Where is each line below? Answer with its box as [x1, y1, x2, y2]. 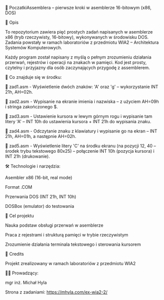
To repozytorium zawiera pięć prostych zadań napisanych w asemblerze [5, 29, 153, 34]
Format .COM [5, 184, 33, 190]
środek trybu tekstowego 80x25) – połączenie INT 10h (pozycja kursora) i [5, 148, 155, 154]
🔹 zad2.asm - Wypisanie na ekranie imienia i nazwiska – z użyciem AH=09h [5, 99, 159, 104]
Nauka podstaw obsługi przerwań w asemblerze [5, 222, 104, 228]
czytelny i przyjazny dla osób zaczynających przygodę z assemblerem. [5, 65, 150, 70]
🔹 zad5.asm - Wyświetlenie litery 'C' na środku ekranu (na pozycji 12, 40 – [5, 143, 157, 149]
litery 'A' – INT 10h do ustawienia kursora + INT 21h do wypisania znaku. [5, 119, 152, 124]
